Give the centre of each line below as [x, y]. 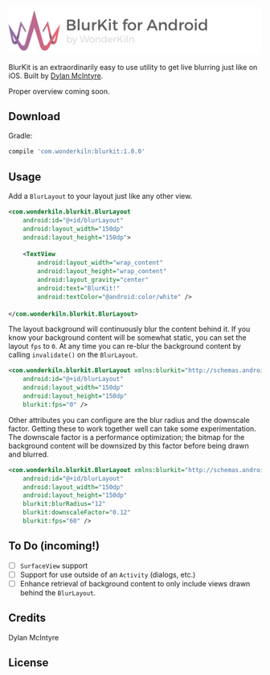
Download [34, 116]
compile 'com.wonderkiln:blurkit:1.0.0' [77, 151]
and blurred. [29, 454]
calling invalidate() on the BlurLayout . [74, 355]
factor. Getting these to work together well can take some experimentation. [133, 429]
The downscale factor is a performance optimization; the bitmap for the [127, 437]
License [29, 663]
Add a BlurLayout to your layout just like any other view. [100, 196]
